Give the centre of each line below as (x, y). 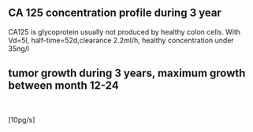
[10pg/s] (22, 119)
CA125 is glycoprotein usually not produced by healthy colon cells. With (125, 31)
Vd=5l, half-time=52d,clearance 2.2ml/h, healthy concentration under (121, 40)
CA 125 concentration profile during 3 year (115, 13)
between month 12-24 (64, 86)
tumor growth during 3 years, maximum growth (127, 73)
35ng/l (19, 48)
